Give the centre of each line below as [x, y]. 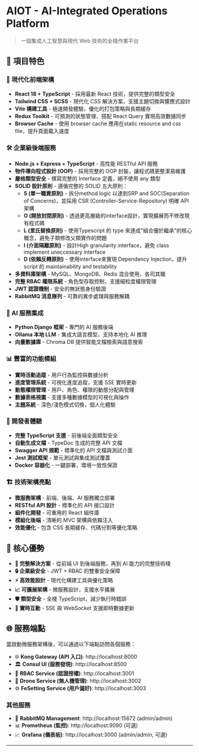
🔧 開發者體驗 [24, 421]
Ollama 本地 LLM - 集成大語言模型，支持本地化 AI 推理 [81, 334]
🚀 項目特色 [25, 61]
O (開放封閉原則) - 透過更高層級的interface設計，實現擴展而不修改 [104, 216]
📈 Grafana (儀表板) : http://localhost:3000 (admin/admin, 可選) [91, 735]
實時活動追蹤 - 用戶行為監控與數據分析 [62, 375]
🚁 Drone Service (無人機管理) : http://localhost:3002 [78, 681]
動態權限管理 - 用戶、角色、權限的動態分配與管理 [75, 390]
